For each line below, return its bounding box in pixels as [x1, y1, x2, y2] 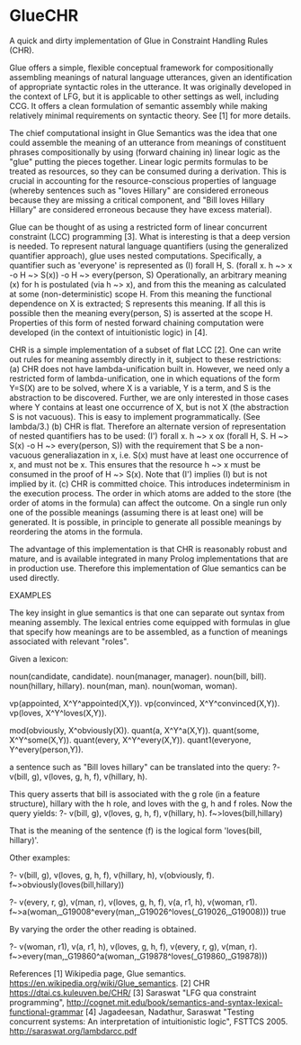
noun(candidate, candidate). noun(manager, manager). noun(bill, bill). [9, 670, 267, 681]
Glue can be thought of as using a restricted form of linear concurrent [9, 222, 268, 232]
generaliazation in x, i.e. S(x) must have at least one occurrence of [42, 450, 289, 460]
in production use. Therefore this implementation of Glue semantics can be [9, 562, 287, 573]
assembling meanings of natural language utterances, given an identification [9, 71, 293, 82]
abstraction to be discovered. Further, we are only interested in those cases [9, 392, 289, 403]
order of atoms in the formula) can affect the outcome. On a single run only [9, 497, 288, 508]
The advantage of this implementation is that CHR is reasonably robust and [9, 543, 288, 554]
